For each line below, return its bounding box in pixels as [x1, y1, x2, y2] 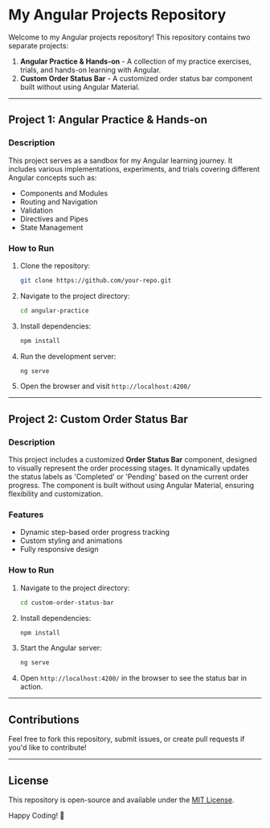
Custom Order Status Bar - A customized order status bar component [19, 73, 253, 83]
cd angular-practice [19, 306, 89, 315]
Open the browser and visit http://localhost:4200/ [19, 381, 191, 391]
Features [8, 509, 44, 520]
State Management [19, 222, 84, 232]
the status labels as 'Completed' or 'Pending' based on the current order [8, 472, 248, 482]
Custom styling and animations [19, 536, 123, 545]
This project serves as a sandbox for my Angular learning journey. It [8, 155, 233, 165]
